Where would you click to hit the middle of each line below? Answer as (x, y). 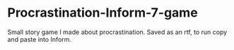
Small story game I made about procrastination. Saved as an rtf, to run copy (117, 32)
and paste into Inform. (40, 39)
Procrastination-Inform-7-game (103, 13)
